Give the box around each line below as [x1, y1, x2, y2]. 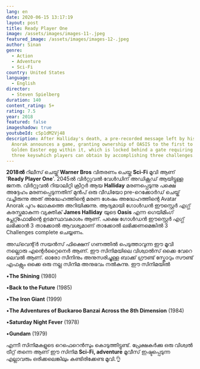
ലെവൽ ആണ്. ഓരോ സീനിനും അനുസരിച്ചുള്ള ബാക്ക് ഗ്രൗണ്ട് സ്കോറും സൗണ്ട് [6, 254, 193, 261]
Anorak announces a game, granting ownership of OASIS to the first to [11, 141, 193, 147]
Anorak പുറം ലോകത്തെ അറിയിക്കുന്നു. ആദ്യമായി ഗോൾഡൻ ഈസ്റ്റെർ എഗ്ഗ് [6, 202, 191, 209]
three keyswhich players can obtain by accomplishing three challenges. [11, 152, 196, 158]
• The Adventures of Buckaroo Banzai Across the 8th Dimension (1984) [6, 307, 185, 314]
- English [11, 81, 36, 87]
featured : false [6, 119, 46, 125]
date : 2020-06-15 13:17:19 [6, 14, 73, 20]
